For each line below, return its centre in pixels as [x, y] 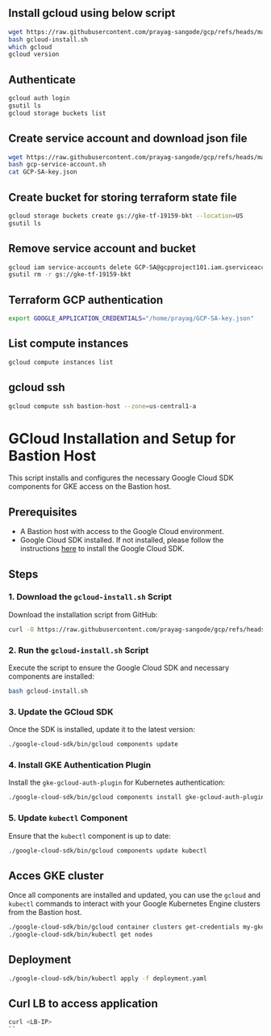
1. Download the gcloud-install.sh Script [90, 597]
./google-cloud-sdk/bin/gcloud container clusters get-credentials [124, 927]
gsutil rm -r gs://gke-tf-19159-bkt [70, 275]
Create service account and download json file [128, 139]
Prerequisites [43, 512]
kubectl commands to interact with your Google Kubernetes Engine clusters [134, 903]
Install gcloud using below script [92, 13]
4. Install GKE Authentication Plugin [80, 764]
